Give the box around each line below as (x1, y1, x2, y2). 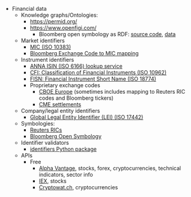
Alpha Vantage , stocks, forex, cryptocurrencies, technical (38, 165, 181, 172)
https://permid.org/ (29, 18, 77, 25)
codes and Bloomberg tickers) (38, 94, 114, 102)
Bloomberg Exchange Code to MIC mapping (29, 50, 139, 56)
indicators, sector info (38, 171, 93, 178)
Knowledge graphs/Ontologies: (20, 11, 98, 19)
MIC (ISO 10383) (29, 43, 71, 50)
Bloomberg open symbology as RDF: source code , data (38, 31, 176, 38)
